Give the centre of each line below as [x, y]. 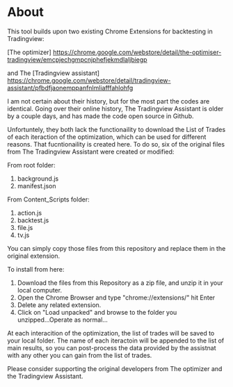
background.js [38, 179]
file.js [25, 227]
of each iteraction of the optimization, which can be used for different [107, 137]
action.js [30, 213]
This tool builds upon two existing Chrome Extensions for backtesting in [110, 31]
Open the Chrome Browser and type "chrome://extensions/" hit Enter [116, 297]
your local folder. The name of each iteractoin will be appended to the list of [116, 340]
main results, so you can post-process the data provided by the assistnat [112, 347]
